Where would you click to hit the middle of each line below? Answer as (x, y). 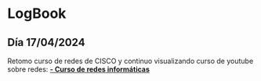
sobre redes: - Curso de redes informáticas (79, 69)
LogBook (37, 14)
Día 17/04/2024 (46, 42)
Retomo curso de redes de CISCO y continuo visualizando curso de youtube (130, 61)
